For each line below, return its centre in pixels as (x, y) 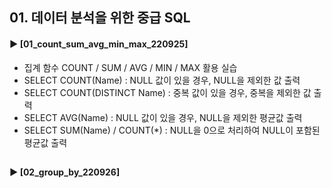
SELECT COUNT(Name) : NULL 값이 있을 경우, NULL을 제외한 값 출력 (162, 80)
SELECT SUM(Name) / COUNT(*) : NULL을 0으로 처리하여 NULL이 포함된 (172, 130)
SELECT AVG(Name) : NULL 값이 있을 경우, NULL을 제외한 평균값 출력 (163, 117)
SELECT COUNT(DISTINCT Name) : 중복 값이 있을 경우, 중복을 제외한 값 (167, 92)
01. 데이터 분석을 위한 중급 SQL (100, 18)
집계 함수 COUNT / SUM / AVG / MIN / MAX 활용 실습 (130, 67)
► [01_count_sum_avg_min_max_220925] (99, 44)
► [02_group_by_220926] (65, 172)
